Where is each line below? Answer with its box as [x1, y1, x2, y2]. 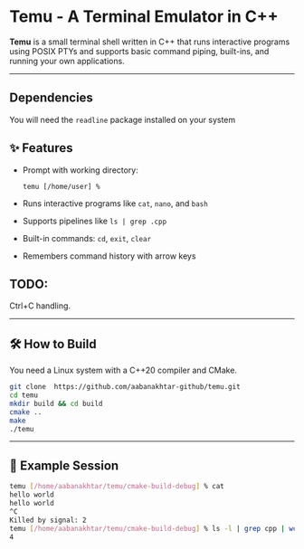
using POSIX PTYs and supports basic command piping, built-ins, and [9, 45, 270, 56]
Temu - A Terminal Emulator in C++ [9, 6, 279, 27]
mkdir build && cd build [9, 399, 103, 408]
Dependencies [9, 90, 93, 106]
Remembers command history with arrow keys [22, 251, 196, 261]
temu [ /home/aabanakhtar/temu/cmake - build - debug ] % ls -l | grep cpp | [9, 524, 285, 533]
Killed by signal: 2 [9, 516, 88, 525]
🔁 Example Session [9, 458, 119, 473]
